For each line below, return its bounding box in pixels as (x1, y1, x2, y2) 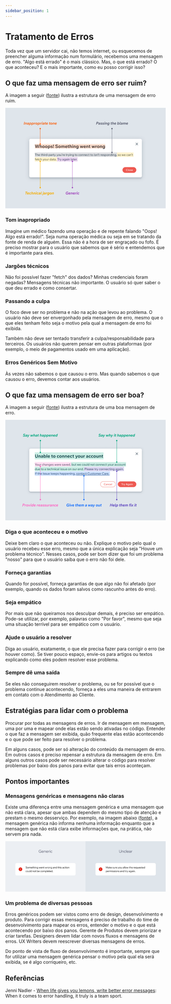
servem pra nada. (5, 831, 42, 837)
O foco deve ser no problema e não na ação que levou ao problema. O (5, 309, 153, 315)
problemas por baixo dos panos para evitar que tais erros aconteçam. (5, 762, 152, 768)
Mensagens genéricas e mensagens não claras (5, 792, 125, 799)
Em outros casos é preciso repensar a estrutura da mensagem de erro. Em (5, 751, 162, 757)
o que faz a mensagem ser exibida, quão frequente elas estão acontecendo (5, 730, 164, 737)
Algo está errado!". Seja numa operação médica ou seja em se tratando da (5, 233, 161, 239)
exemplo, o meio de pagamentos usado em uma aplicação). (5, 346, 131, 352)
